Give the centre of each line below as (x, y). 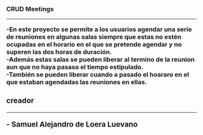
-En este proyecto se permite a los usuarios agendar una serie (99, 29)
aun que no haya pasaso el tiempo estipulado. (75, 67)
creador (20, 100)
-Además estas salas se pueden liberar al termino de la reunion (101, 59)
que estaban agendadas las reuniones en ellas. (77, 82)
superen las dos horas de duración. (59, 52)
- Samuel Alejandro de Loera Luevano (72, 124)
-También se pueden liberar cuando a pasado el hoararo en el (98, 74)
